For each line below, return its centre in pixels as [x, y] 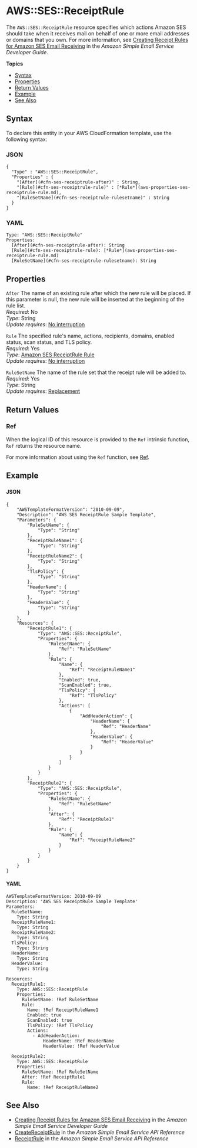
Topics [15, 64]
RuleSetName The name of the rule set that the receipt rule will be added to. [96, 372]
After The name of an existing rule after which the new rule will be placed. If [98, 293]
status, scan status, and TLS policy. [49, 342]
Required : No [22, 312]
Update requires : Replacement [43, 391]
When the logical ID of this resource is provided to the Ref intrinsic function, [98, 439]
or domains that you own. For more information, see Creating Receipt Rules [97, 40]
